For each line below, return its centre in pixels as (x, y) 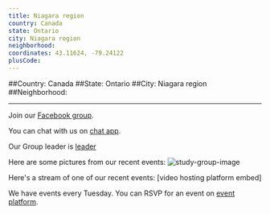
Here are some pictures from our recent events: (87, 162)
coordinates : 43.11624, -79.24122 (66, 53)
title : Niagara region (46, 16)
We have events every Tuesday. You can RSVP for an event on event (122, 193)
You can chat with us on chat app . (65, 130)
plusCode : (25, 61)
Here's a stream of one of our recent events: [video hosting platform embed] (135, 177)
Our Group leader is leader (52, 146)
